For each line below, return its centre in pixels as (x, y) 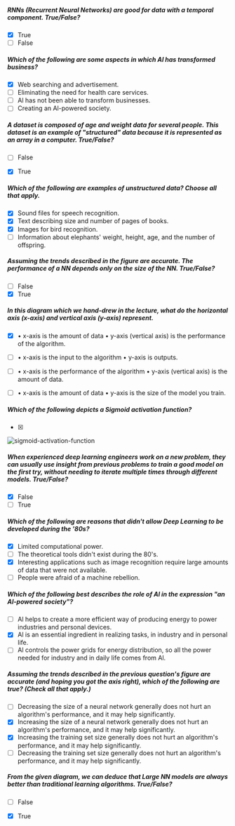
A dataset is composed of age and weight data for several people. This (113, 125)
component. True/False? (44, 17)
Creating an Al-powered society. (64, 108)
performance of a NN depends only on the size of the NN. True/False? (111, 268)
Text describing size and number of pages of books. (93, 221)
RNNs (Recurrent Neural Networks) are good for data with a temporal (110, 10)
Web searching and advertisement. (68, 85)
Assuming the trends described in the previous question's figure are (109, 674)
